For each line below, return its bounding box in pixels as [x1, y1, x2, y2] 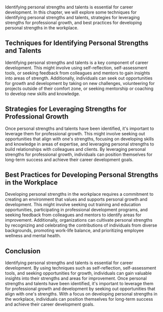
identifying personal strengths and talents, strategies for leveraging [5, 15, 140, 20]
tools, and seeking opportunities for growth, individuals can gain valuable [5, 270, 152, 276]
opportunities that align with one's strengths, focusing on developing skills [5, 136, 154, 142]
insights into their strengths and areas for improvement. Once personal [5, 275, 147, 281]
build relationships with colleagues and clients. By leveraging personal [5, 146, 146, 152]
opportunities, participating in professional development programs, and [5, 207, 148, 213]
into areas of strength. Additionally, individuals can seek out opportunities [5, 75, 153, 81]
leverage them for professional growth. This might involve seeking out [5, 130, 145, 136]
